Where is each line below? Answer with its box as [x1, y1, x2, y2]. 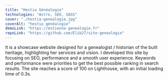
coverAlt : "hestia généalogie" [5, 21, 71, 26]
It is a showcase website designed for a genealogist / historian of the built [5, 44, 158, 50]
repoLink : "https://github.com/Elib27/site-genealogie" [5, 30, 124, 35]
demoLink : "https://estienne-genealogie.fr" [5, 26, 100, 31]
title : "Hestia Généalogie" [5, 7, 64, 12]
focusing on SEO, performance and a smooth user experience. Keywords [5, 55, 156, 60]
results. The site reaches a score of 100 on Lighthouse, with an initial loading [5, 65, 163, 71]
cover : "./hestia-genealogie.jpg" [5, 16, 78, 21]
